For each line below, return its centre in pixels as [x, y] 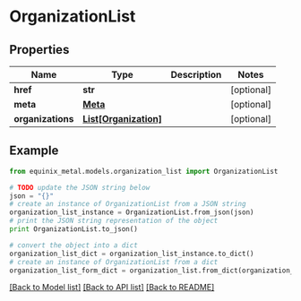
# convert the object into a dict [74, 245]
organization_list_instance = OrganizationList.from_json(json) [132, 212]
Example [34, 151]
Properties [39, 50]
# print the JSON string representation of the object [114, 221]
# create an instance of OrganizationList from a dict [114, 262]
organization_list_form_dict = [68, 271]
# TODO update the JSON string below [80, 187]
